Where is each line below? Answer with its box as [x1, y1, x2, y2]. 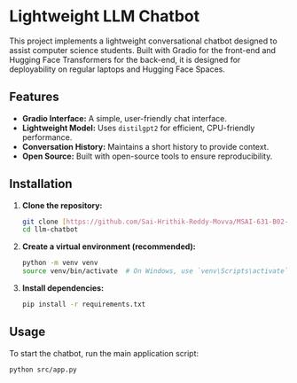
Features [9, 90, 59, 105]
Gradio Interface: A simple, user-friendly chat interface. [21, 113, 228, 123]
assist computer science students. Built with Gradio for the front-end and [9, 44, 277, 55]
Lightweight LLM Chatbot [9, 6, 200, 27]
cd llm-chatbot [21, 225, 79, 234]
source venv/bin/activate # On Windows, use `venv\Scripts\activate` [21, 267, 289, 276]
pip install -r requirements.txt [21, 300, 146, 309]
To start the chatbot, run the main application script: [9, 348, 199, 358]
